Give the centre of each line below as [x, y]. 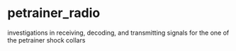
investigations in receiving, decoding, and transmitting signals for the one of [118, 33]
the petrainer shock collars [46, 40]
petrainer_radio [54, 13]
